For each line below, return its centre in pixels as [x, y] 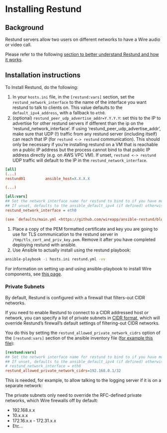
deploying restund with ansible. [44, 245]
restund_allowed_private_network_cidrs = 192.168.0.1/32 [63, 371]
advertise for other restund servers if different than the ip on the [78, 123]
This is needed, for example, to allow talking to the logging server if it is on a [83, 380]
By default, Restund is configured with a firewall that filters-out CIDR [75, 297]
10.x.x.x [20, 416]
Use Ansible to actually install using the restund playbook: [72, 250]
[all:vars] [16, 197]
